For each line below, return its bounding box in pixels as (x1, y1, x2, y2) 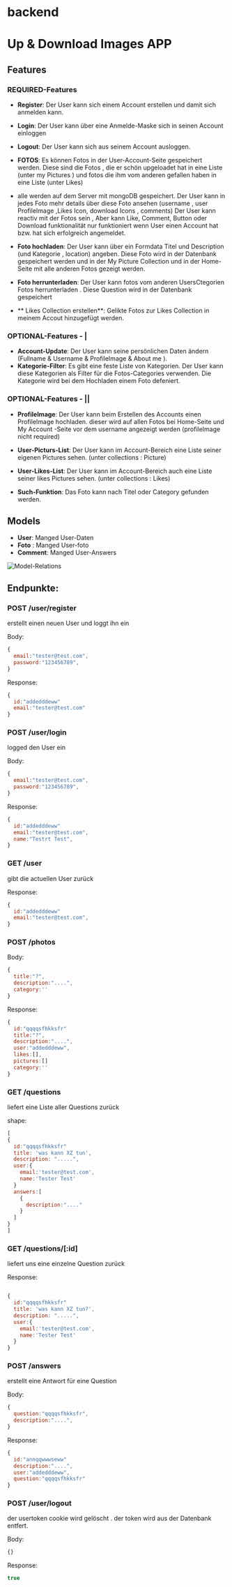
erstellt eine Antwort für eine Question (7, 1377, 117, 1385)
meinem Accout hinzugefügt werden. (17, 314, 124, 322)
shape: (7, 1116, 27, 1125)
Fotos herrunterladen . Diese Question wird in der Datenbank (17, 285, 192, 294)
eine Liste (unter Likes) (17, 179, 84, 187)
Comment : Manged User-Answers (17, 548, 117, 557)
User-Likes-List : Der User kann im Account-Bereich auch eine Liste (17, 467, 212, 475)
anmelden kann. (17, 108, 64, 116)
